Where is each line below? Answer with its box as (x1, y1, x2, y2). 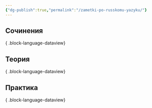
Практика (5, 83, 38, 92)
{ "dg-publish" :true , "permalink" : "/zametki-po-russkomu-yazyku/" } (5, 7, 147, 13)
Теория (5, 55, 30, 63)
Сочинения (5, 27, 43, 35)
